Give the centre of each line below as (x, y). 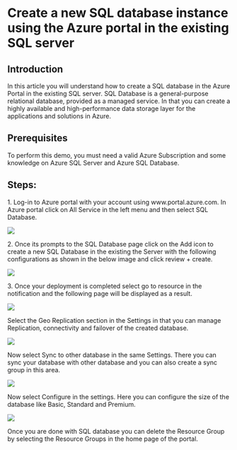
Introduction (35, 69)
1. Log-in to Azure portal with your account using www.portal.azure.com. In (117, 202)
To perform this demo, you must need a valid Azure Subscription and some (117, 155)
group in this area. (34, 369)
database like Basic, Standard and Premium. (71, 404)
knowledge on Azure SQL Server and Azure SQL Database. (93, 162)
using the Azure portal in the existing (118, 28)
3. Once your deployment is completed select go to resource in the (105, 286)
